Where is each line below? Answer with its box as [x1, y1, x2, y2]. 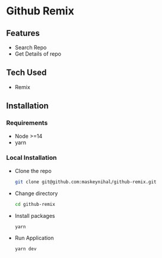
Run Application [14, 235, 54, 242]
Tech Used [6, 68, 47, 78]
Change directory [14, 190, 58, 197]
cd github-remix [14, 201, 55, 207]
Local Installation [6, 154, 57, 162]
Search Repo [14, 44, 47, 51]
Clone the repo [14, 167, 52, 174]
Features [6, 28, 40, 38]
